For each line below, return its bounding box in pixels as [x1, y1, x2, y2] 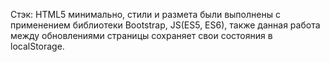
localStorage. [10, 40, 65, 52]
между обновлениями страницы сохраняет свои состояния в [10, 30, 273, 41]
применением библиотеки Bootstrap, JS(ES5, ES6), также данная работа [10, 19, 321, 31]
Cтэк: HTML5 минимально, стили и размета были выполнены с [10, 9, 281, 20]
